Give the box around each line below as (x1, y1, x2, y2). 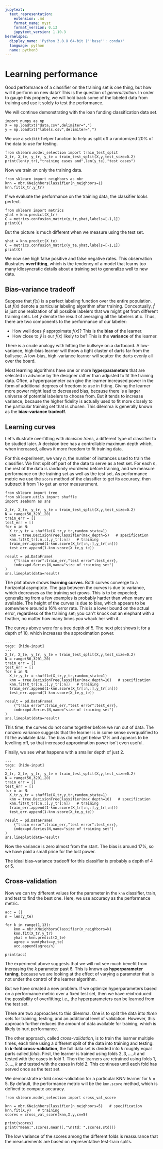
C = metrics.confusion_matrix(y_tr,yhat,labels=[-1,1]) (5, 217, 120, 222)
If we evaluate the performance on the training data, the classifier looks (5, 193, 148, 199)
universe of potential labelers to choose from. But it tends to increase (5, 393, 144, 399)
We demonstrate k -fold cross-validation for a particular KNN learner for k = (5, 1075, 156, 1081)
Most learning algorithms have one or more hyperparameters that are (5, 367, 145, 373)
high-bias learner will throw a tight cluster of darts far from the (24, 348, 149, 354)
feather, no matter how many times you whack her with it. (5, 616, 120, 622)
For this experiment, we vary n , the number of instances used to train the (5, 455, 151, 461)
